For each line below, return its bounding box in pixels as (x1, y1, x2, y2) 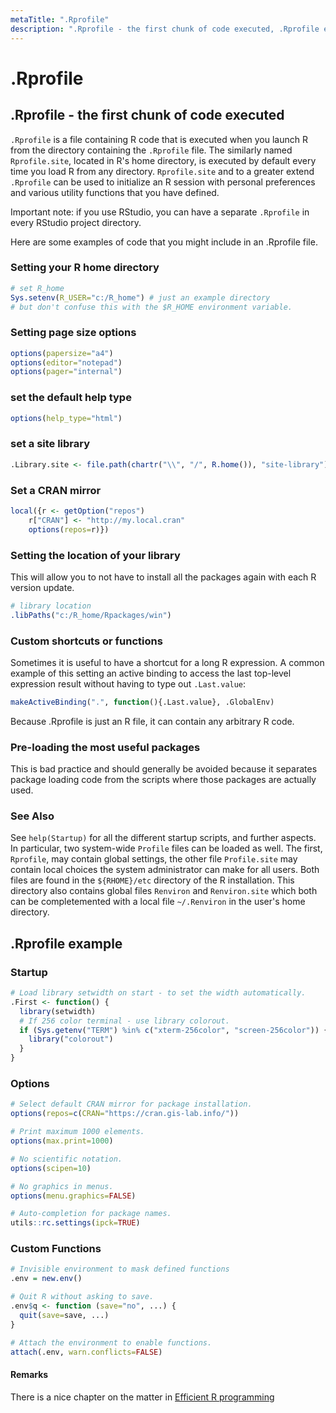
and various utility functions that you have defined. (10, 186, 220, 198)
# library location (10, 601, 92, 611)
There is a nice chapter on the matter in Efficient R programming (10, 1391, 275, 1403)
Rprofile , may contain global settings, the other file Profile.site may (10, 853, 298, 865)
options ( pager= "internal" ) (10, 367, 123, 377)
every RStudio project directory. (10, 216, 142, 228)
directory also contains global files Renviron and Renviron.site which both (10, 885, 318, 897)
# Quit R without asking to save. (10, 1292, 155, 1302)
